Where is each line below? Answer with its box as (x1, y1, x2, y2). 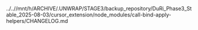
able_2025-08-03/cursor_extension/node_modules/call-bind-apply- (6, 11, 172, 18)
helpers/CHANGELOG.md (6, 18, 68, 24)
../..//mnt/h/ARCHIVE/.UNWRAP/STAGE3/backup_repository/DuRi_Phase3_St (6, 5, 192, 12)
